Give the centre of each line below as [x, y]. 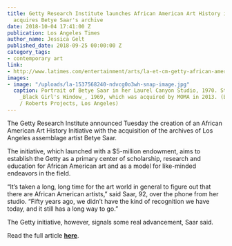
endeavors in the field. [39, 173]
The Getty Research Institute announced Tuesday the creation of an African [115, 123]
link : [15, 65]
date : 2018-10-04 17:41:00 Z [49, 26]
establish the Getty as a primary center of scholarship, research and [104, 158]
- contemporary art [35, 59]
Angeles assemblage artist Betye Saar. [62, 138]
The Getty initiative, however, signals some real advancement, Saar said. [110, 222]
